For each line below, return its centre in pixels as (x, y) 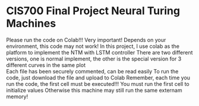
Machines (31, 23)
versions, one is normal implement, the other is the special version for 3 (94, 59)
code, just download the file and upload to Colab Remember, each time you (98, 78)
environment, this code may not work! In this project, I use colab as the (93, 46)
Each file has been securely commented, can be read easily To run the (92, 71)
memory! (17, 97)
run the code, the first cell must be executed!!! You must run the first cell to (98, 83)
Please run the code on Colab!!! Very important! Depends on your (86, 40)
